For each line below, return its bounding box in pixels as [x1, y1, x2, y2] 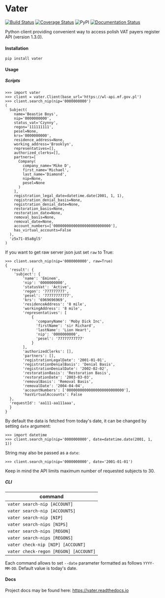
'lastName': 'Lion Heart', [36, 327, 91, 332]
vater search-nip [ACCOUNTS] [7, 508, 76, 513]
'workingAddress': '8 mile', [23, 306, 82, 311]
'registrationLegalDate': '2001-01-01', [23, 357, 107, 363]
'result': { [9, 267, 34, 272]
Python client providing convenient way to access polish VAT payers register [5, 28, 160, 34]
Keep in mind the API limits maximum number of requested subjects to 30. [5, 468, 155, 474]
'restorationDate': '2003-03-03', [23, 374, 93, 380]
